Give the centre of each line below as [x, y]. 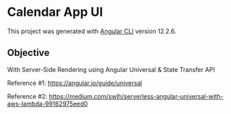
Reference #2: [27, 96]
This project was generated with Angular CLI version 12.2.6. [92, 31]
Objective [29, 53]
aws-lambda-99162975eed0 [48, 104]
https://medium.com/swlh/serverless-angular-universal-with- [136, 96]
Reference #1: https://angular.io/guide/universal [75, 83]
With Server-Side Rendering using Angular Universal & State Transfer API [111, 69]
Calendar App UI [55, 12]
